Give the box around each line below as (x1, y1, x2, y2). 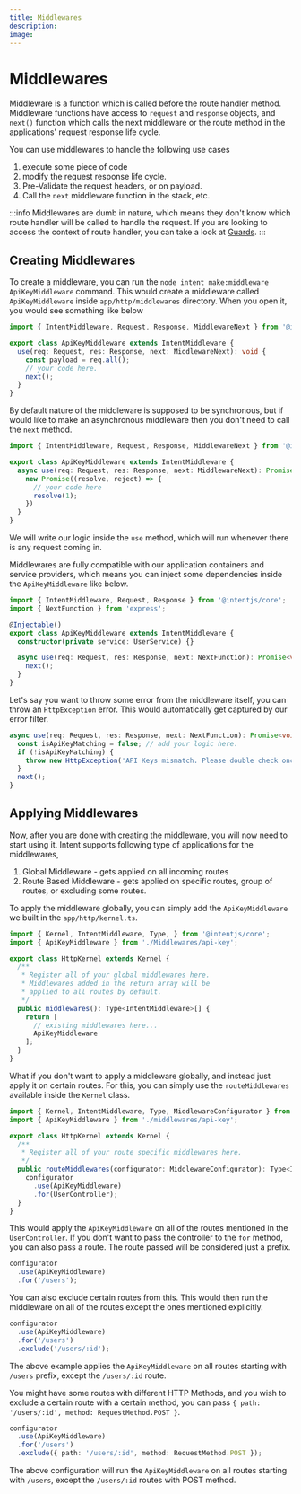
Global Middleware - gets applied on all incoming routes (21, 866, 229, 876)
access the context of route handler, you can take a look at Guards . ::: (9, 226, 266, 238)
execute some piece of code (21, 162, 128, 172)
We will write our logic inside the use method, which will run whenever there (9, 532, 289, 543)
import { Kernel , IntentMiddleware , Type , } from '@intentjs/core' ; (9, 929, 271, 938)
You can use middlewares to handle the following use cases (9, 145, 230, 155)
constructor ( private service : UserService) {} (17, 637, 194, 646)
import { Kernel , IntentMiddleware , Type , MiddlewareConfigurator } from (9, 1106, 291, 1116)
